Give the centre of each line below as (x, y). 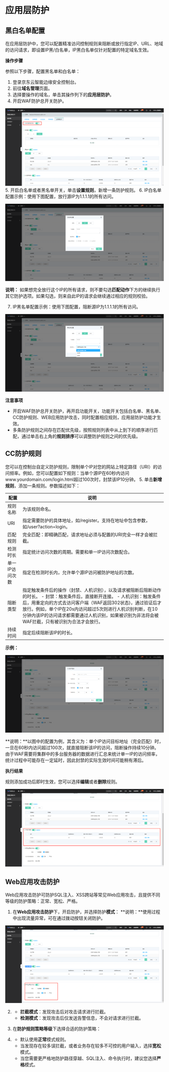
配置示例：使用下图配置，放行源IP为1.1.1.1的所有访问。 (61, 196)
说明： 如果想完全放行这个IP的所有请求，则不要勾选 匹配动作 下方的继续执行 (83, 290)
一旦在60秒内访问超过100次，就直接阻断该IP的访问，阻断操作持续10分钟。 (82, 747)
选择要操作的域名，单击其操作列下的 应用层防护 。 (63, 95)
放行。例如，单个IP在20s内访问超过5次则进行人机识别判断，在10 (90, 609)
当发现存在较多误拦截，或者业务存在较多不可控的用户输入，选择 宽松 (91, 1046)
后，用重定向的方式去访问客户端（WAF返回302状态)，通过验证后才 (92, 603)
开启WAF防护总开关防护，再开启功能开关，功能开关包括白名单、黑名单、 (88, 411)
